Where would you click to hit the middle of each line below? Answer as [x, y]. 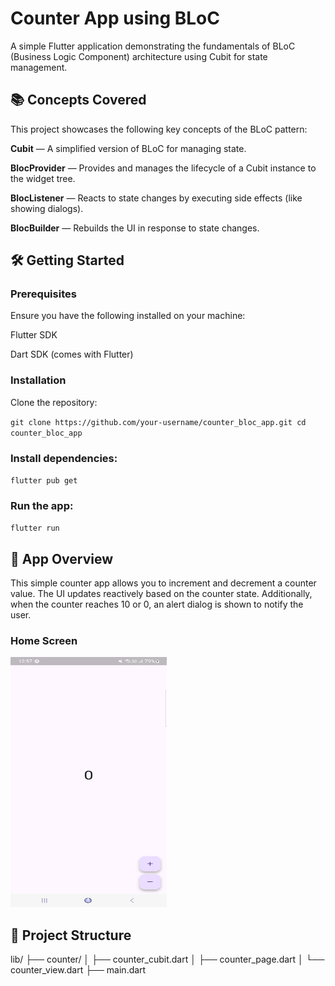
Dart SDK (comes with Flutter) [72, 354]
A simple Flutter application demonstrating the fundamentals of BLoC [153, 46]
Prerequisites [43, 294]
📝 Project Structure [71, 935]
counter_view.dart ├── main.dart [78, 970]
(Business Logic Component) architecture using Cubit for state [139, 56]
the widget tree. [43, 178]
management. [39, 67]
